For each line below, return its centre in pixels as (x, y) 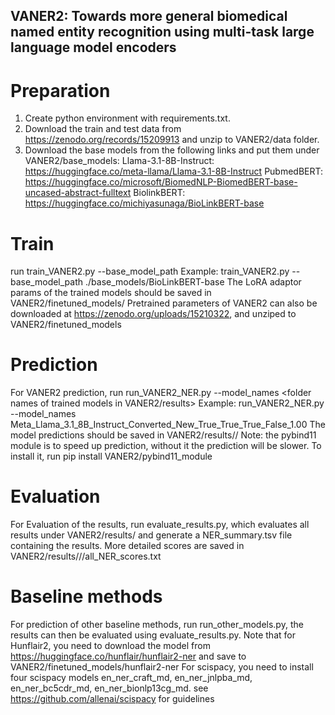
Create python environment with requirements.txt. (127, 118)
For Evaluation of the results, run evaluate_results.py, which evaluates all (160, 525)
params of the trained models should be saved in (111, 293)
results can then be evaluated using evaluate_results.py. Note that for (153, 635)
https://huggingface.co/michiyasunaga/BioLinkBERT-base (144, 203)
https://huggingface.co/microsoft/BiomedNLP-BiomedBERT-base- (161, 182)
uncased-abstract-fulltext (78, 193)
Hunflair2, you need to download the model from (110, 646)
